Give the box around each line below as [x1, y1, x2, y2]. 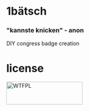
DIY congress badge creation [6, 40, 80, 47]
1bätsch [6, 4, 47, 18]
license [6, 61, 44, 75]
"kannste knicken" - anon [6, 26, 84, 35]
